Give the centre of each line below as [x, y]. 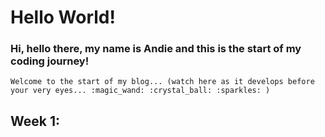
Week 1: [35, 121]
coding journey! [50, 61]
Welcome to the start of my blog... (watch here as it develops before [162, 82]
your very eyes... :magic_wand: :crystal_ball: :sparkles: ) [140, 91]
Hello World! [63, 17]
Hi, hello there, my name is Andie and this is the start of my [156, 49]
